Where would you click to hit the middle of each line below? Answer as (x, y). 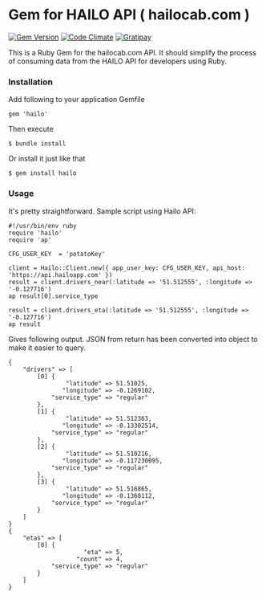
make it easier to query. (47, 348)
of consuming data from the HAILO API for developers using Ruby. (117, 61)
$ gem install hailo (43, 173)
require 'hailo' (35, 233)
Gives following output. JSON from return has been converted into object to (133, 339)
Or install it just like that (47, 159)
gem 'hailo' (28, 114)
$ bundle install (37, 144)
